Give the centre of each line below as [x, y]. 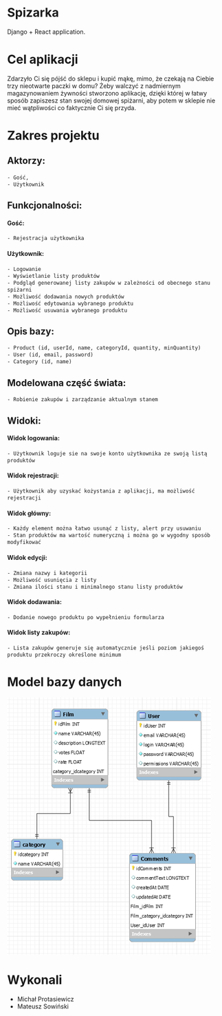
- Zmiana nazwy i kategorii [47, 573]
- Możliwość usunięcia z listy [52, 580]
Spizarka [33, 13]
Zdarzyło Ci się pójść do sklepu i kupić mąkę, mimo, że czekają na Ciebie [111, 78]
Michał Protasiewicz [45, 999]
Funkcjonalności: [45, 205]
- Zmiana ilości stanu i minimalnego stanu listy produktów [95, 587]
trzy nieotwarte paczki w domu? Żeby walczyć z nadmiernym [94, 86]
